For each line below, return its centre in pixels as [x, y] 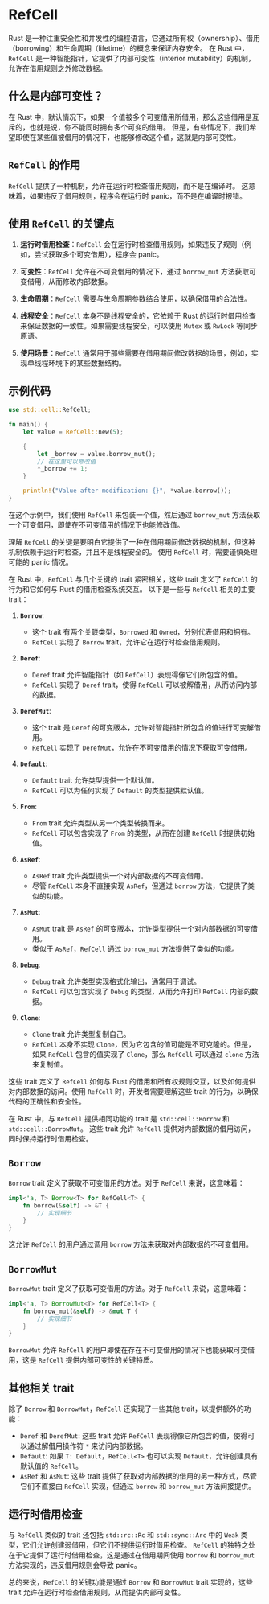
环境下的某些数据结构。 [87, 363]
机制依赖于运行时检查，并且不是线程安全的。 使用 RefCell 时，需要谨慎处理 [133, 552]
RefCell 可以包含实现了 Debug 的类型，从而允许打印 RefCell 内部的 [141, 991]
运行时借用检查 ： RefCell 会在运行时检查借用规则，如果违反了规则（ [132, 245]
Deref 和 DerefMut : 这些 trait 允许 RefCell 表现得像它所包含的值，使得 [134, 1436]
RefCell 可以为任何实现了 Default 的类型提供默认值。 [120, 790]
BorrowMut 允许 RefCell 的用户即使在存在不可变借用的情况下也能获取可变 [128, 1350]
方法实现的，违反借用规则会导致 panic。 [75, 1565]
